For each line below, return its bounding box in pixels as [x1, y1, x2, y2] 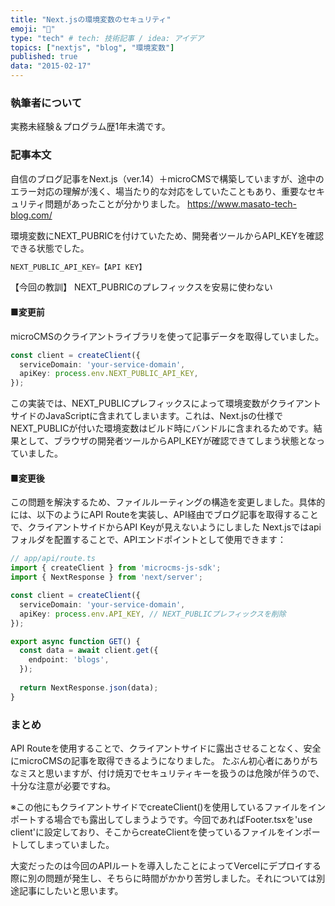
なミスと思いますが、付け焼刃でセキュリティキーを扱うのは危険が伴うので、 [10, 767, 325, 779]
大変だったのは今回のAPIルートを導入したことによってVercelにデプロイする [10, 859, 322, 871]
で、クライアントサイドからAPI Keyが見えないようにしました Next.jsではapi [10, 521, 322, 533]
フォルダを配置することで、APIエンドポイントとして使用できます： [10, 534, 287, 546]
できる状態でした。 [10, 242, 90, 254]
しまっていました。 [36, 838, 115, 850]
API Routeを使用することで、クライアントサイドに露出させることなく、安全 [10, 742, 322, 754]
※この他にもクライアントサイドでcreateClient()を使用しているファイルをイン [10, 801, 327, 813]
